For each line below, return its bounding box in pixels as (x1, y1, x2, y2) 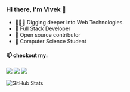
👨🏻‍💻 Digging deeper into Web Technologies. (14, 19, 124, 26)
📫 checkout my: (6, 52, 48, 59)
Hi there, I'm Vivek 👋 (6, 5, 67, 14)
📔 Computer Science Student (14, 38, 86, 45)
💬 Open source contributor (14, 31, 81, 39)
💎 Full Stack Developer (14, 25, 71, 32)
